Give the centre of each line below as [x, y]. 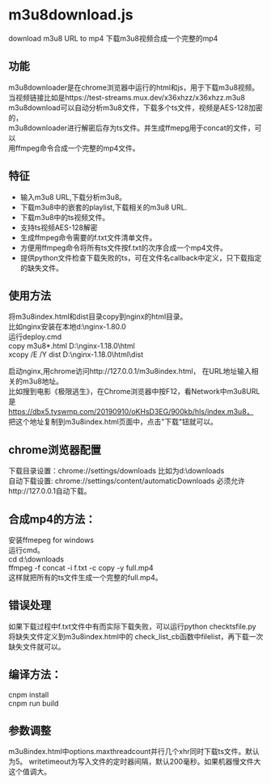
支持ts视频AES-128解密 [59, 227]
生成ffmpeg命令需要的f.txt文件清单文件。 [88, 237]
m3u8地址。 [42, 381]
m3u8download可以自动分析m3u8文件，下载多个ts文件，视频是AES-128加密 [135, 108]
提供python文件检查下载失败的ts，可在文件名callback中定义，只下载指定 [141, 257]
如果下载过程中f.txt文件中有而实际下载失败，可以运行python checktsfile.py [132, 626]
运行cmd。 [26, 550]
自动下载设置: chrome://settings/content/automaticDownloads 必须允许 [127, 481]
